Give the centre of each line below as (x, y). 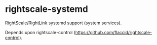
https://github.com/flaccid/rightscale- (114, 32)
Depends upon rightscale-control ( (40, 32)
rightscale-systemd (47, 9)
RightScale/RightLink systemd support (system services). (63, 23)
